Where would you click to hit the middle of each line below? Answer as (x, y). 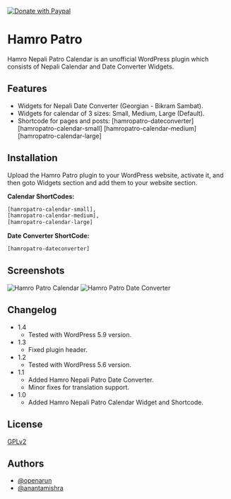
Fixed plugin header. (58, 349)
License (25, 424)
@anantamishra (40, 488)
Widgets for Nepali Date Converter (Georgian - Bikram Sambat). (110, 105)
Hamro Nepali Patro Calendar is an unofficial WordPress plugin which (108, 59)
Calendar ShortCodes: (41, 196)
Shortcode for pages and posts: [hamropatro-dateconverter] (106, 121)
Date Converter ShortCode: (48, 236)
